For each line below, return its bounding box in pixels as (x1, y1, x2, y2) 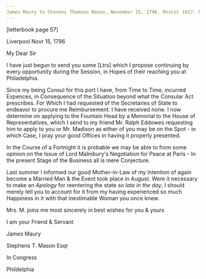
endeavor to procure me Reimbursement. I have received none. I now (6, 105, 181, 113)
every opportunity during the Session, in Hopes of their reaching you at (6, 68, 186, 75)
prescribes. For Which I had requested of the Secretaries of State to (6, 99, 178, 106)
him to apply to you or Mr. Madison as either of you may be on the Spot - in (6, 125, 196, 132)
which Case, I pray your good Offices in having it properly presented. (6, 132, 181, 139)
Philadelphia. (6, 74, 39, 81)
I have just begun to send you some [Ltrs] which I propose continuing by (6, 61, 189, 69)
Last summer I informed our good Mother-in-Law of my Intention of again (6, 168, 192, 176)
